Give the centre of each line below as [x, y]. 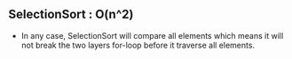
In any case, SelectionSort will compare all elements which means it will [152, 35]
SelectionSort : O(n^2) [71, 15]
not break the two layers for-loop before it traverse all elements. [138, 45]
